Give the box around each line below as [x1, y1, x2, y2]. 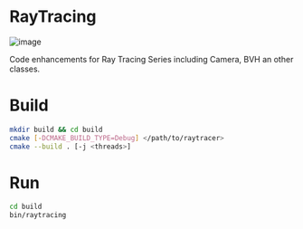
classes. [9, 63, 41, 74]
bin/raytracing [9, 211, 67, 220]
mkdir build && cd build [9, 125, 103, 134]
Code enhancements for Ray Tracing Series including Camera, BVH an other [9, 53, 294, 64]
